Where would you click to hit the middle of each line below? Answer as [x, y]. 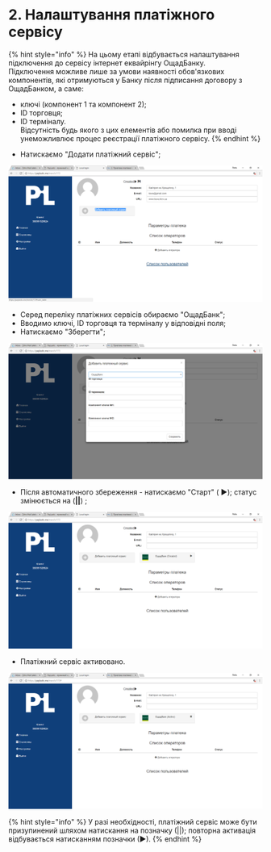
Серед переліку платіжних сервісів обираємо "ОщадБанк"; [123, 315]
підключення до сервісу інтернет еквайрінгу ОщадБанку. [107, 63]
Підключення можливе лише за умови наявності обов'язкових [117, 71]
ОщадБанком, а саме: [46, 88]
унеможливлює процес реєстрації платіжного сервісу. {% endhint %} [140, 138]
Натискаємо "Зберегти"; [63, 332]
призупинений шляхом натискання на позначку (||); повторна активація [132, 830]
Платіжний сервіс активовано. [73, 661]
